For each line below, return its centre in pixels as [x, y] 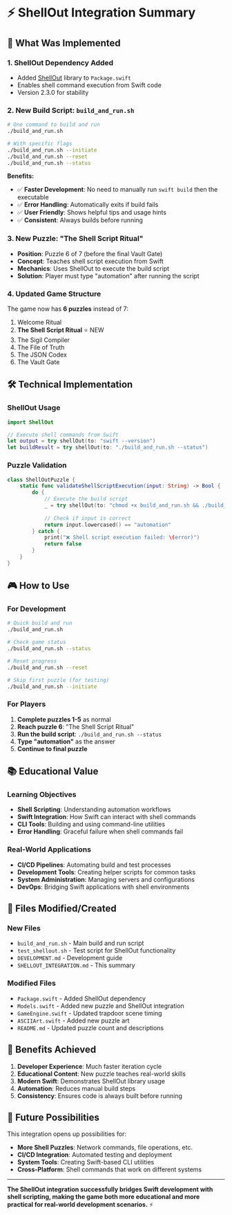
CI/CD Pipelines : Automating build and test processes [94, 865]
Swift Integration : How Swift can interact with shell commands [107, 817]
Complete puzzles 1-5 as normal [64, 719]
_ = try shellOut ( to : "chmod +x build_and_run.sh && [121, 505]
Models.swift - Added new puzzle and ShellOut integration [100, 1006]
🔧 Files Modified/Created [62, 909]
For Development [37, 609]
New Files [24, 928]
